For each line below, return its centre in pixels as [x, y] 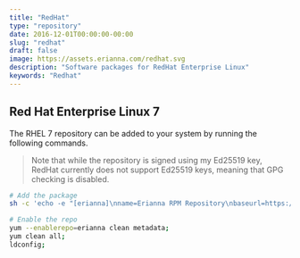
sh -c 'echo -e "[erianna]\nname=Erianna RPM [95, 204]
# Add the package [43, 196]
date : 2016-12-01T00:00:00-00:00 [71, 34]
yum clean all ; [37, 237]
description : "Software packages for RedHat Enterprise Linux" [129, 68]
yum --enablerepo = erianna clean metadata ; [89, 229]
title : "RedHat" [39, 17]
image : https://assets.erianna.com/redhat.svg [97, 59]
